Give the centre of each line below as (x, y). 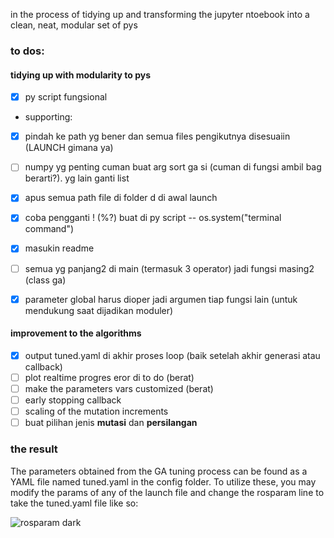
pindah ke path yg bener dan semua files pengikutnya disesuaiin (157, 136)
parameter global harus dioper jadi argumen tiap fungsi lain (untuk (161, 299)
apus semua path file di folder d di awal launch (121, 198)
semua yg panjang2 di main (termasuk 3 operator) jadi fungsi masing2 (169, 268)
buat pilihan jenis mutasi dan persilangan (111, 423)
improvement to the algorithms (76, 333)
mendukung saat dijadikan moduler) (99, 310)
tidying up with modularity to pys (81, 75)
